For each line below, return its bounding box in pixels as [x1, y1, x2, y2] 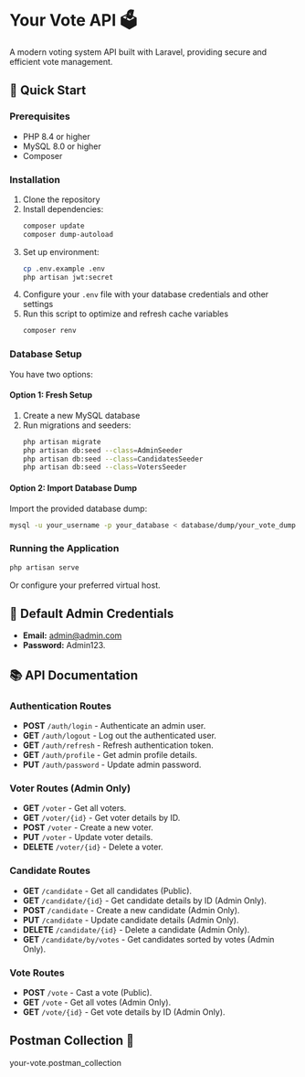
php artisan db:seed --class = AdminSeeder [22, 445, 184, 455]
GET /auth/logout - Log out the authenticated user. [22, 730, 217, 741]
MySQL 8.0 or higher [22, 141, 102, 152]
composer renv [22, 326, 77, 336]
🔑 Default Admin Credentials [9, 605, 174, 621]
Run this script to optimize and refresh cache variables [22, 308, 229, 319]
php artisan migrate [22, 437, 101, 446]
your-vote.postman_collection [9, 1057, 121, 1068]
